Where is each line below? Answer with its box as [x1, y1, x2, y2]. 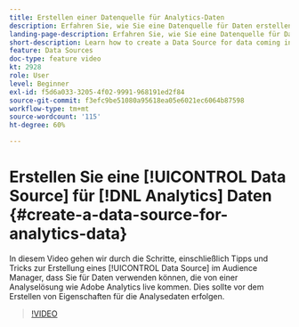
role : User [9, 71, 50, 80]
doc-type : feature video [9, 54, 101, 63]
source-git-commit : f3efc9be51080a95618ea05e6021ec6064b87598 [9, 95, 245, 105]
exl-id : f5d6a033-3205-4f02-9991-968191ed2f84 [9, 87, 185, 96]
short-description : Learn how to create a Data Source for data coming [9, 37, 280, 47]
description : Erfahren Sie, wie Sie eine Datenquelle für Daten [9, 21, 253, 30]
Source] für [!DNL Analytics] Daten [9, 186, 272, 206]
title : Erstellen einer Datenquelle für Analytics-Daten [9, 12, 225, 22]
